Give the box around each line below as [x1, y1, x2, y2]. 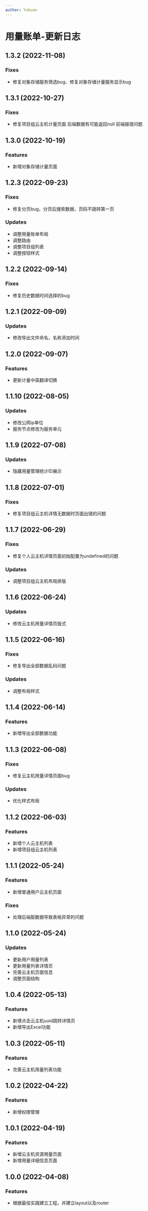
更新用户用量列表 [12, 956, 49, 963]
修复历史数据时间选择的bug [12, 292, 70, 298]
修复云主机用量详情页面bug [12, 773, 70, 779]
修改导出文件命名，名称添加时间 [12, 335, 80, 341]
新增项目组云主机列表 [12, 846, 57, 852]
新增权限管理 [12, 1109, 40, 1115]
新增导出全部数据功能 [12, 730, 57, 736]
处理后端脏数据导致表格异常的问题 [12, 914, 84, 920]
